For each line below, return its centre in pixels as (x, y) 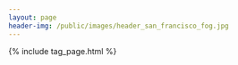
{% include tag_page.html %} (63, 51)
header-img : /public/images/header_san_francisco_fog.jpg (119, 26)
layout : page (33, 17)
